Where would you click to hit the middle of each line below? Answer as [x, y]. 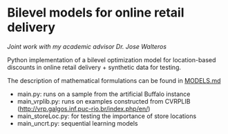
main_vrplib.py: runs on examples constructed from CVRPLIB [104, 101]
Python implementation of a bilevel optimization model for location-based [112, 59]
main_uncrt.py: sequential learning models [77, 123]
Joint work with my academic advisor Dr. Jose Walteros [87, 46]
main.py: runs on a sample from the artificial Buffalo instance [104, 94]
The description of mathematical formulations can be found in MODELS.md [114, 80]
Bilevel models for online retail [96, 13]
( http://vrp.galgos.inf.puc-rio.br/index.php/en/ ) [84, 108]
